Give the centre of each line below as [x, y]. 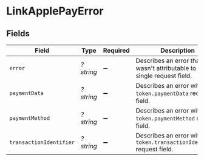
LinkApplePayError [55, 11]
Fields [18, 34]
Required [116, 51]
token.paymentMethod [165, 118]
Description [178, 51]
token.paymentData [162, 94]
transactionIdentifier [42, 143]
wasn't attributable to [166, 68]
